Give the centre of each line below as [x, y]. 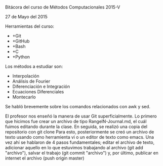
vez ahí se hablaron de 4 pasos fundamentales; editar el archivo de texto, [80, 142]
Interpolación [26, 76]
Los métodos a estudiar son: [34, 66]
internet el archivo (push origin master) [45, 158]
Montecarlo [24, 97]
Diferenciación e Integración [41, 86]
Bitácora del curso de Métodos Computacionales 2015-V [63, 7]
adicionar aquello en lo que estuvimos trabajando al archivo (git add [74, 147]
